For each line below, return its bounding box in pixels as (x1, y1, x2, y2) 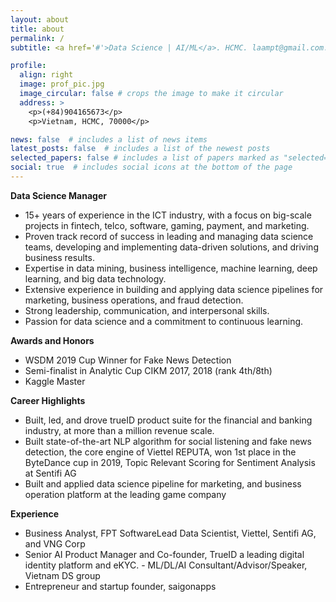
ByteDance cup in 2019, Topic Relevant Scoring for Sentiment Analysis (24, 456, 316, 468)
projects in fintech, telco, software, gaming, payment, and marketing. (24, 219, 310, 231)
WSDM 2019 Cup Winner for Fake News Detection (24, 354, 232, 366)
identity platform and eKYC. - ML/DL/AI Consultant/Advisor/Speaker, (24, 559, 308, 571)
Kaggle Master (24, 375, 86, 387)
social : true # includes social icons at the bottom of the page (10, 162, 293, 173)
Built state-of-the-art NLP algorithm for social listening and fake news (24, 435, 312, 447)
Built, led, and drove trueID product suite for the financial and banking (24, 414, 313, 426)
